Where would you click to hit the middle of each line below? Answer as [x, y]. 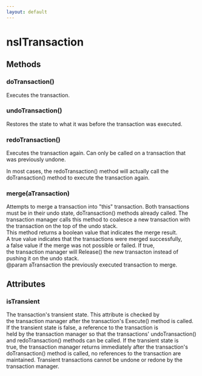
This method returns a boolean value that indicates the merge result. [92, 232]
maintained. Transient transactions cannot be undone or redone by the [95, 360]
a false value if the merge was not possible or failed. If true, [80, 245]
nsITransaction [45, 42]
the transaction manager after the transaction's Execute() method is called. [100, 321]
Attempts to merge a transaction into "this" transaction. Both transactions [98, 207]
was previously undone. [36, 159]
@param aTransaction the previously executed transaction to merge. [92, 265]
